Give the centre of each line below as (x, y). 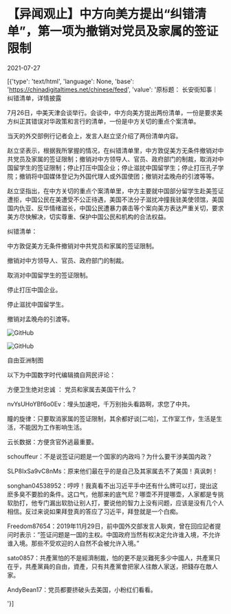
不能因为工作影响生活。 (52, 427)
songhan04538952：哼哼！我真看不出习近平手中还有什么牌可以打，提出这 (113, 485)
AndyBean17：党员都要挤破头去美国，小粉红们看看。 (82, 589)
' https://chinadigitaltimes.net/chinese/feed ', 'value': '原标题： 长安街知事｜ (113, 89)
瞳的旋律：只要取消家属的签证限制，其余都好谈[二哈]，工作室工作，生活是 (112, 418)
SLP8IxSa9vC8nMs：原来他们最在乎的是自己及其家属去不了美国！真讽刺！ (113, 471)
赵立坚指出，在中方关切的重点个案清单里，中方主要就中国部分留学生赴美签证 (115, 190)
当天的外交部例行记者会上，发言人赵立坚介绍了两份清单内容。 (95, 135)
